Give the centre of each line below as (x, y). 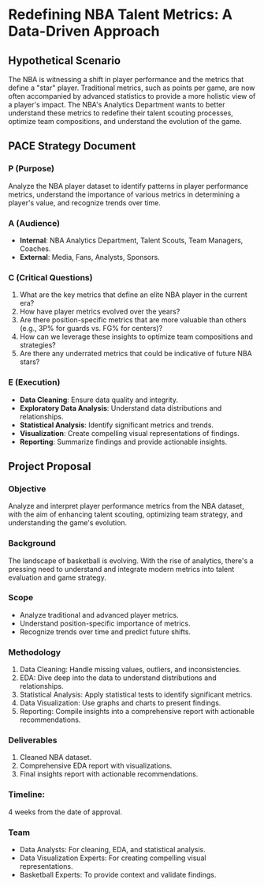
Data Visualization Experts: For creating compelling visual (113, 858)
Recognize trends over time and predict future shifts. (105, 631)
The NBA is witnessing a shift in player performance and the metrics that (126, 79)
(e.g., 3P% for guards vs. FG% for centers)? (91, 329)
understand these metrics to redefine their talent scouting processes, (121, 113)
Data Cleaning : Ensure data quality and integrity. (99, 400)
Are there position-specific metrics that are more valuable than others (133, 320)
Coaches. (35, 248)
